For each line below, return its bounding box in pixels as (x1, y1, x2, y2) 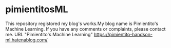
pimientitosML (5, 4, 68, 15)
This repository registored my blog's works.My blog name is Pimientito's (5, 20, 158, 27)
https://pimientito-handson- (93, 31, 153, 37)
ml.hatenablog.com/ (5, 37, 48, 43)
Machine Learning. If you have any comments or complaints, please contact (5, 26, 166, 32)
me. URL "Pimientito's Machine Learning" (5, 31, 93, 37)
